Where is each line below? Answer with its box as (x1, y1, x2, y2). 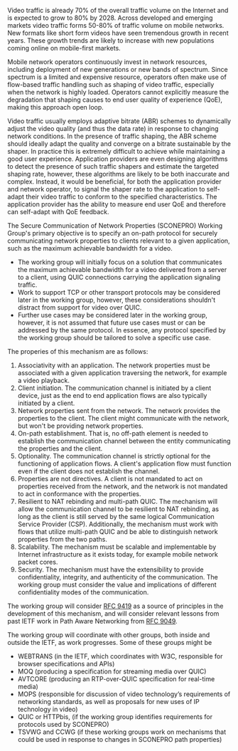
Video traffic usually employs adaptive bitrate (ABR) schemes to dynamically (7, 117, 232, 125)
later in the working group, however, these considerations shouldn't (17, 295, 215, 304)
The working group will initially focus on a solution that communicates (17, 258, 222, 266)
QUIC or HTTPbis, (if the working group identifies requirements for (17, 713, 213, 721)
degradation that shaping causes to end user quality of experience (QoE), (7, 95, 222, 104)
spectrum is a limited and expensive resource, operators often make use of (7, 73, 227, 81)
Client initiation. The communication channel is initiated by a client (17, 384, 212, 392)
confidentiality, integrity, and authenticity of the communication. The (17, 573, 218, 581)
